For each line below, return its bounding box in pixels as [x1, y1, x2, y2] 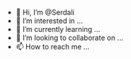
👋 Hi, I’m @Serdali [15, 8, 75, 17]
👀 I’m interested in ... [15, 16, 83, 26]
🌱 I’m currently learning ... [15, 25, 101, 33]
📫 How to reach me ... [15, 42, 90, 51]
